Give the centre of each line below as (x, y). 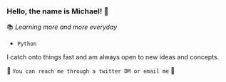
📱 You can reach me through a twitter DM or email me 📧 (91, 71)
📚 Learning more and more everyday (62, 27)
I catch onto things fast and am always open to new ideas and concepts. (113, 57)
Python (27, 44)
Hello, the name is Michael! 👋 (58, 11)
